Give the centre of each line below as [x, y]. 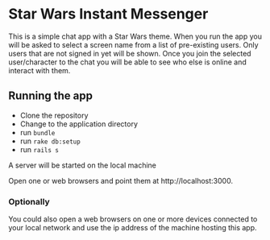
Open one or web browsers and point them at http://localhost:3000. [121, 180]
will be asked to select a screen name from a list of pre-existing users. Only [134, 44]
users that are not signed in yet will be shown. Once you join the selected [130, 53]
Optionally [29, 201]
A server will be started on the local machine [83, 165]
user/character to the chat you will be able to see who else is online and [128, 62]
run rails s [39, 149]
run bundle [37, 132]
